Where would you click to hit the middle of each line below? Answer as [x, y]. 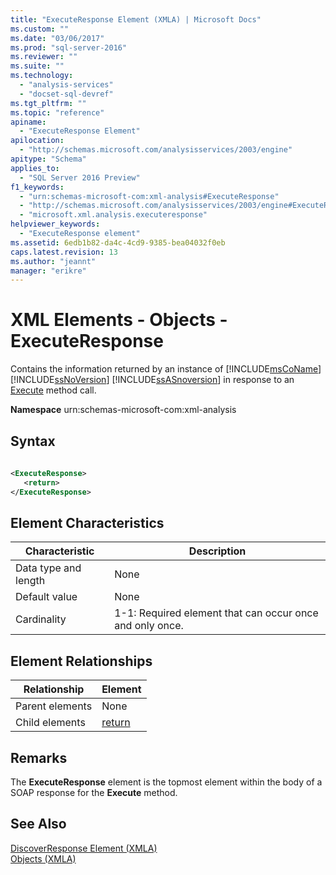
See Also [38, 824]
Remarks [39, 757]
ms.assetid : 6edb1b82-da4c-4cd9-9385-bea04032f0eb [118, 242]
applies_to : [35, 168]
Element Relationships [81, 661]
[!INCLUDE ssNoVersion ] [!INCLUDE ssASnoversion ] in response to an [152, 380]
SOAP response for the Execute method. [94, 792]
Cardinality [41, 619]
